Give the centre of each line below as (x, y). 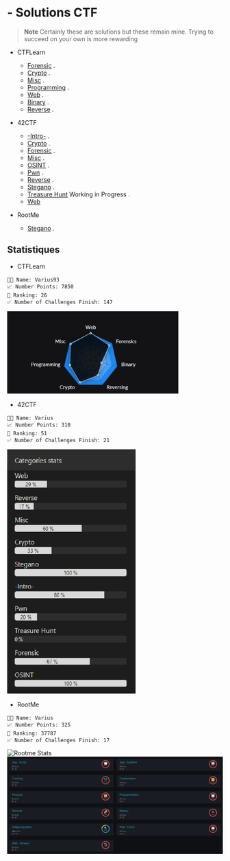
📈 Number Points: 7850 (40, 286)
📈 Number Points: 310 (39, 425)
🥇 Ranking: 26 (27, 295)
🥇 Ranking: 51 (27, 433)
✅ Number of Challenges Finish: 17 (59, 740)
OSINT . (38, 165)
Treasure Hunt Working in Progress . (78, 194)
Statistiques (34, 250)
